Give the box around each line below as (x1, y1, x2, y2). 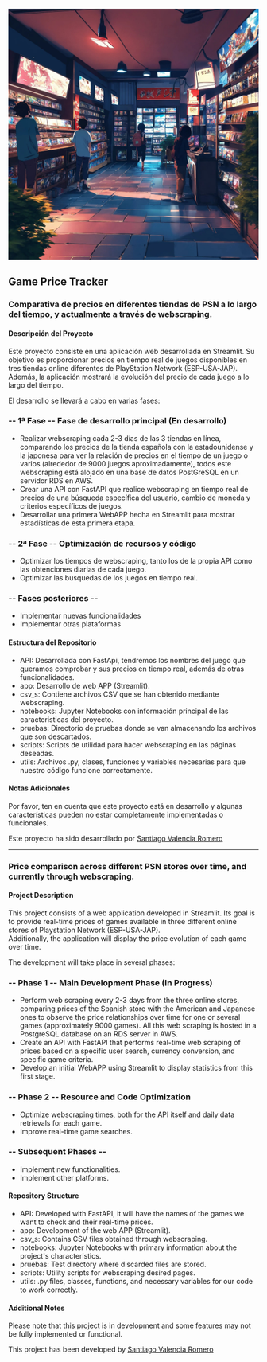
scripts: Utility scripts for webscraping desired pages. (19, 1268, 196, 1278)
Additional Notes (8, 1303, 65, 1313)
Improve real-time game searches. (19, 1126, 133, 1136)
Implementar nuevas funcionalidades (19, 611, 141, 621)
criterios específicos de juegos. (19, 501, 123, 510)
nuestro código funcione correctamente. (19, 765, 153, 775)
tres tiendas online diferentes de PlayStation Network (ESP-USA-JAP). (8, 363, 238, 373)
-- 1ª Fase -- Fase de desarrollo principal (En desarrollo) (8, 416, 227, 427)
